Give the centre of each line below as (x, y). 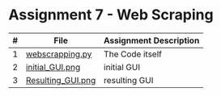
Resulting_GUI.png (61, 80)
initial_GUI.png (53, 67)
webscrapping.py (59, 54)
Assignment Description (152, 40)
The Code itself (133, 54)
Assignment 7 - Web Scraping (111, 15)
